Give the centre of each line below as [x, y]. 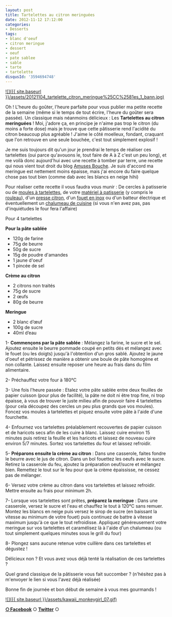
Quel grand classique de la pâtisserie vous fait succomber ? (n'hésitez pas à [86, 574]
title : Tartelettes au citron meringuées [50, 15]
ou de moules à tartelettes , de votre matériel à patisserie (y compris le [79, 192]
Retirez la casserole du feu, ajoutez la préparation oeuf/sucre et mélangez [83, 464]
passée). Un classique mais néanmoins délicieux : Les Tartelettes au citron [85, 118]
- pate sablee [20, 58]
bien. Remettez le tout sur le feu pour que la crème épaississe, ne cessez [82, 470]
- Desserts [17, 29]
